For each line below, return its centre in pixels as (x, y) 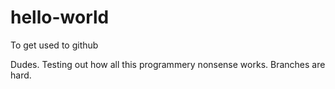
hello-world (60, 17)
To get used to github (54, 45)
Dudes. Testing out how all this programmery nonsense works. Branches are (168, 64)
